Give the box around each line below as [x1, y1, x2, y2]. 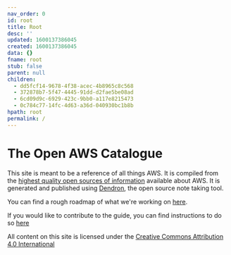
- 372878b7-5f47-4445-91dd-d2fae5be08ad [13, 89, 134, 96]
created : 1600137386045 [7, 43, 77, 50]
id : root [7, 17, 33, 24]
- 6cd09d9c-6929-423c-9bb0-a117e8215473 [13, 96, 134, 103]
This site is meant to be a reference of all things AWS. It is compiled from [7, 168, 219, 177]
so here [7, 218, 30, 227]
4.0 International [7, 240, 55, 248]
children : [7, 75, 37, 83]
